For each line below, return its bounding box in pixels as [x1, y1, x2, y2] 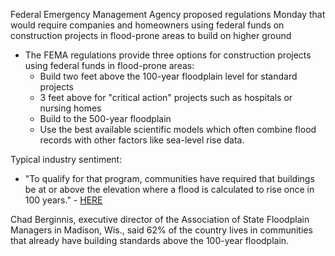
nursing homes [39, 102, 102, 114]
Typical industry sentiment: [10, 154, 123, 165]
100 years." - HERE [24, 194, 103, 206]
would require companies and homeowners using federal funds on [10, 19, 285, 31]
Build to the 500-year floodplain [39, 113, 172, 124]
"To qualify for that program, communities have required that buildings [24, 173, 315, 184]
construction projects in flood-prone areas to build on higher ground [10, 30, 292, 41]
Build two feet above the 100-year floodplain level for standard [39, 70, 298, 82]
